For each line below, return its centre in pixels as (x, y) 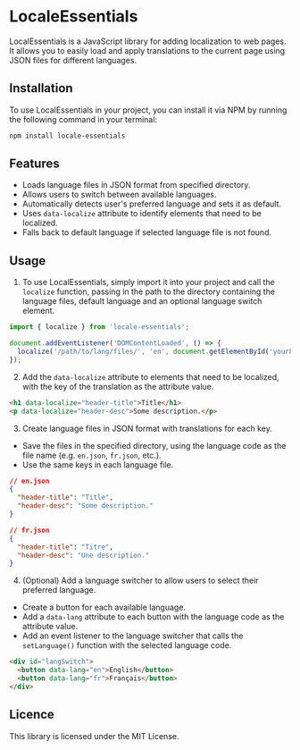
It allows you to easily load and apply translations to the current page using (147, 50)
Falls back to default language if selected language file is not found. (147, 232)
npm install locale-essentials (67, 136)
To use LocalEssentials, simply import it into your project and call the (148, 282)
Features (34, 164)
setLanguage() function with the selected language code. (127, 645)
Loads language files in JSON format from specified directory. (136, 185)
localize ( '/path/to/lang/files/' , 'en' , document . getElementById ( (143, 351)
